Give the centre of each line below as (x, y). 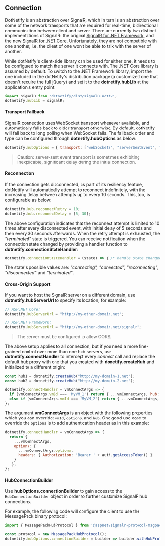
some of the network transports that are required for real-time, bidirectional (82, 25)
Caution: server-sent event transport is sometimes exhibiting (78, 157)
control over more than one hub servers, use (67, 352)
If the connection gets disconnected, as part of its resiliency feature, (74, 184)
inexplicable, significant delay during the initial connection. (76, 162)
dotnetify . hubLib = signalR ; (35, 100)
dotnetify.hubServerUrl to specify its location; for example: (66, 300)
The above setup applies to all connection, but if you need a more (71, 346)
